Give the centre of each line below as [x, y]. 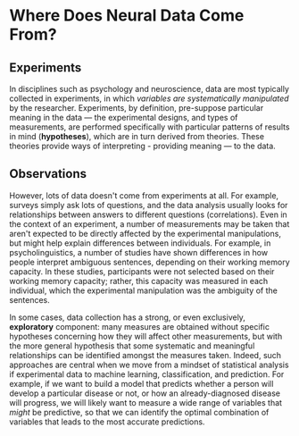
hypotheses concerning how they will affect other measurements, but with [146, 336]
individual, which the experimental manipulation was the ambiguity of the [144, 290]
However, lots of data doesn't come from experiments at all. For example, [144, 195]
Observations [48, 174]
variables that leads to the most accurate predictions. [107, 422]
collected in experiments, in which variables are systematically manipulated [149, 98]
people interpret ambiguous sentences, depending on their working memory [149, 262]
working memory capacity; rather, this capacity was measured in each [139, 281]
